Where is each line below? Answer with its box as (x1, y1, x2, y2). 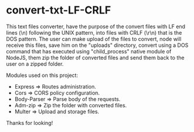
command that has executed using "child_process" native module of (6, 48, 172, 55)
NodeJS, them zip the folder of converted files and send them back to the (6, 54, 185, 61)
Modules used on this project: (6, 72, 78, 79)
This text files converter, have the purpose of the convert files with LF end (6, 23, 186, 30)
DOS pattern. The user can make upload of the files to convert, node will (6, 35, 182, 42)
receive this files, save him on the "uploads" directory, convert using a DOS (6, 42, 189, 49)
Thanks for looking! (6, 119, 53, 126)
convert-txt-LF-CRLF (6, 4, 111, 17)
